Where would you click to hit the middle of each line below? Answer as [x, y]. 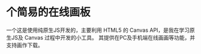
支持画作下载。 [25, 45]
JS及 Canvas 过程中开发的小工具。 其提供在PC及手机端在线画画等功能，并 [103, 37]
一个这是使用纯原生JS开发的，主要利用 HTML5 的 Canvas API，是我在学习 [98, 30]
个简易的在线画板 [49, 12]
